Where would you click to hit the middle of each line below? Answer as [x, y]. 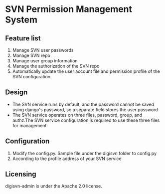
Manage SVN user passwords [43, 50]
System [21, 20]
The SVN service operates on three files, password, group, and [77, 115]
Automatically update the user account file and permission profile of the [86, 71]
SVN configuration [31, 77]
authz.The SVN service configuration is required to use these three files [86, 120]
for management [29, 125]
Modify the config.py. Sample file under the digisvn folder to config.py [84, 153]
